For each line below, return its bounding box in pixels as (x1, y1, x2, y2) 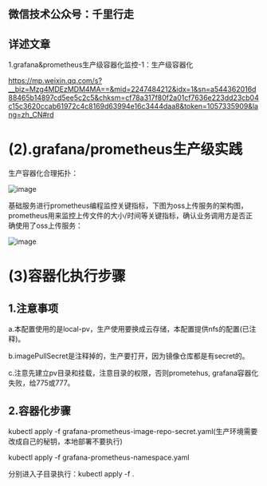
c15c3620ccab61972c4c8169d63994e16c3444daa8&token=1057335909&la (8, 102, 259, 111)
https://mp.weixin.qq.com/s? (8, 76, 102, 86)
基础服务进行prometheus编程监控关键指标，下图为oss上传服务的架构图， (8, 201, 249, 210)
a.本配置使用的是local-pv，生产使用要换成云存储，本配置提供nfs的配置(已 (8, 325, 249, 334)
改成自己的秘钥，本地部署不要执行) (8, 436, 124, 446)
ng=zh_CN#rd (8, 110, 54, 120)
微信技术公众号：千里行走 (8, 7, 134, 22)
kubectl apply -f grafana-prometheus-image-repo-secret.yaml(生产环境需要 (8, 426, 258, 436)
